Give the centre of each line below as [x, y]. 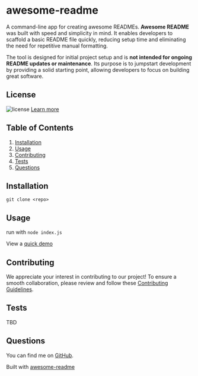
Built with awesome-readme [41, 366]
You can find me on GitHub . [40, 355]
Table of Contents [40, 128]
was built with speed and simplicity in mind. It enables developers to [90, 33]
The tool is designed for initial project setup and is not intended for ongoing [99, 57]
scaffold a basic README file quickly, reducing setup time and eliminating [96, 39]
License [21, 95]
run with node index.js [34, 232]
